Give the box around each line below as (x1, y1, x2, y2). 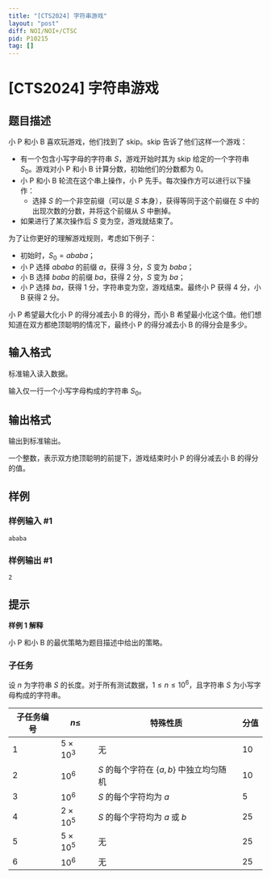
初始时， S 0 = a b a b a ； (19, 250, 95, 262)
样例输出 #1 (8, 555, 52, 566)
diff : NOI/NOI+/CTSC (8, 27, 78, 35)
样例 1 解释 (8, 620, 44, 630)
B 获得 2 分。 (19, 292, 65, 302)
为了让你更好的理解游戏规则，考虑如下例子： (8, 233, 157, 243)
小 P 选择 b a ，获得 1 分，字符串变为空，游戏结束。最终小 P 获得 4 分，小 (19, 282, 262, 292)
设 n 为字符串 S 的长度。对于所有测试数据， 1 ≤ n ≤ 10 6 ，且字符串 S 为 (8, 678, 240, 690)
